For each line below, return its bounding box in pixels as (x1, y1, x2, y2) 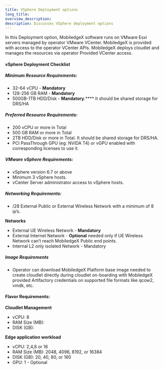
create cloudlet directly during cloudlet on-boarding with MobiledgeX (12, 272, 153, 278)
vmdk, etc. (12, 282, 34, 288)
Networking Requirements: (5, 190, 62, 197)
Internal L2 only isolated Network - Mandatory (12, 243, 106, 249)
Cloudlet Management (5, 305, 52, 310)
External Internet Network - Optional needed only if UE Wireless (12, 232, 143, 239)
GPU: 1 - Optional (12, 359, 48, 365)
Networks (5, 217, 26, 224)
